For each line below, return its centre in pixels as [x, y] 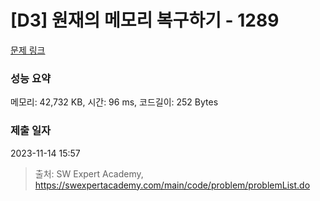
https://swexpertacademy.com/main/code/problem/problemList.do [172, 185]
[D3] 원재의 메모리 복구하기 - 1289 [145, 20]
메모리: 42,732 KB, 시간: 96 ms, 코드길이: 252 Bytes [114, 102]
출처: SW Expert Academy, [89, 173]
